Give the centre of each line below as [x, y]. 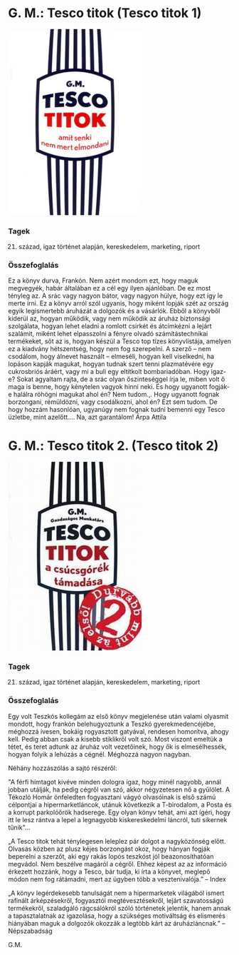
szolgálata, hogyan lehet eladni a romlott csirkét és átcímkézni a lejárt [110, 326]
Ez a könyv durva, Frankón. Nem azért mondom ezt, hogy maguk [103, 281]
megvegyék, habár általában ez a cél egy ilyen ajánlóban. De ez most [110, 288]
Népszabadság [30, 931]
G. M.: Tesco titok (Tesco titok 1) [105, 13]
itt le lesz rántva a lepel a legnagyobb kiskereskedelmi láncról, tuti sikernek [118, 819]
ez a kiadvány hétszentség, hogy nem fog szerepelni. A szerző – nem [110, 349]
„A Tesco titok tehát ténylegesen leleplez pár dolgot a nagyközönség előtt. [117, 841]
